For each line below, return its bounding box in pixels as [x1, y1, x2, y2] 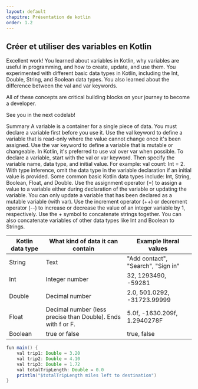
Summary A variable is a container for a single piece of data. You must [6, 123, 177, 130]
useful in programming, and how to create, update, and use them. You [6, 63, 176, 71]
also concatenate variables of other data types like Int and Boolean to [6, 217, 175, 224]
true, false [127, 330, 155, 338]
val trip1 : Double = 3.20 [16, 351, 81, 357]
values [148, 244, 168, 253]
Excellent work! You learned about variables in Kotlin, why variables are [6, 57, 180, 64]
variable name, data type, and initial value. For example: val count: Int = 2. [6, 161, 186, 168]
